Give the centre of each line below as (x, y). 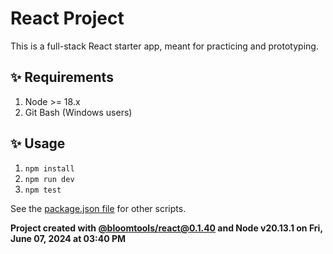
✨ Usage (38, 143)
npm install (49, 168)
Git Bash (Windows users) (78, 112)
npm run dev (49, 179)
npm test (43, 190)
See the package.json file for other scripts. (98, 208)
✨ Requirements (62, 77)
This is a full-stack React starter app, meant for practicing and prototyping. (164, 46)
